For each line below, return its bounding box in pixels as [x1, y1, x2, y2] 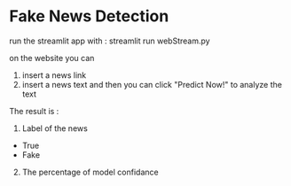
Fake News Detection [9, 6, 169, 27]
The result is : [9, 105, 59, 116]
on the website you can [9, 52, 95, 63]
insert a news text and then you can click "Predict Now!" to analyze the [21, 79, 282, 89]
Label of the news [21, 122, 89, 134]
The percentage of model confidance [21, 167, 159, 177]
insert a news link [21, 69, 87, 81]
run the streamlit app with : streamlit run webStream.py [9, 35, 210, 46]
